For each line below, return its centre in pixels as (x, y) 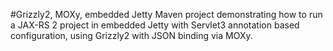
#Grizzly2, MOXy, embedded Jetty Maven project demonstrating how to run (166, 14)
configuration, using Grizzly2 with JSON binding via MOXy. (131, 35)
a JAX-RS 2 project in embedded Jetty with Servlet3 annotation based (155, 25)
